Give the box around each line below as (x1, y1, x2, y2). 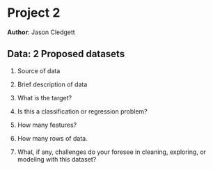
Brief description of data (17, 80, 88, 88)
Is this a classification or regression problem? (17, 107, 148, 116)
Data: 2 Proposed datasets (7, 48, 125, 60)
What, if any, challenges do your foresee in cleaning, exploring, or (17, 148, 207, 156)
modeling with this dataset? (17, 155, 97, 163)
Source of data (17, 66, 61, 75)
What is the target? (17, 93, 72, 102)
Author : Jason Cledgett (7, 28, 75, 36)
